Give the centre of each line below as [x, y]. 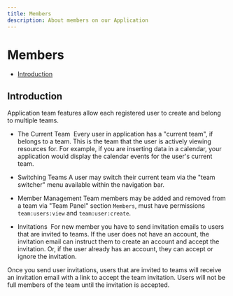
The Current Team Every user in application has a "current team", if [115, 134]
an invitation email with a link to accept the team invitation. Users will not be [116, 278]
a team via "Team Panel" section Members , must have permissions [111, 206]
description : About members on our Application [78, 20]
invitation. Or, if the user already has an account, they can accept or [115, 249]
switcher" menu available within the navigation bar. [91, 185]
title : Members [29, 14]
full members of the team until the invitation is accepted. [89, 285]
